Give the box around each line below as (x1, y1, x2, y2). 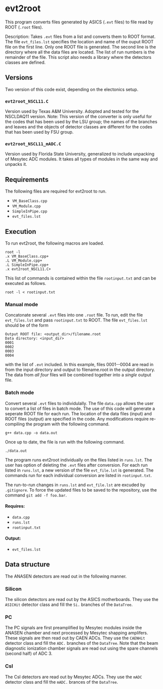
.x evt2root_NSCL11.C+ (5, 266, 51, 271)
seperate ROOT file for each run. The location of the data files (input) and (5, 410, 152, 416)
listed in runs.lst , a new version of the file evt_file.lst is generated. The (5, 467, 154, 473)
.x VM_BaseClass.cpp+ (5, 254, 49, 259)
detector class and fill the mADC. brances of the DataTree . (5, 679, 118, 685)
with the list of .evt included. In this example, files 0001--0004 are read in (5, 362, 154, 368)
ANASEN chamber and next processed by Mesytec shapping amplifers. (5, 630, 148, 636)
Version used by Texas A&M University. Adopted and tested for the (5, 108, 139, 114)
